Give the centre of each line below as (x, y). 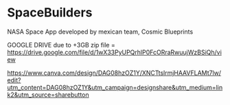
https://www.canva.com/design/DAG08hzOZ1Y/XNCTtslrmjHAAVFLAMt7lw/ (114, 73)
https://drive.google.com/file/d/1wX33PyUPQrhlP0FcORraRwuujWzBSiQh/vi (114, 52)
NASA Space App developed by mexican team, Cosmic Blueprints (100, 32)
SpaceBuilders (50, 13)
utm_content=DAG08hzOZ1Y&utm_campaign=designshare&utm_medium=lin (115, 87)
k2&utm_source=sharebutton (48, 95)
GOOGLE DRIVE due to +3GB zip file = (61, 45)
